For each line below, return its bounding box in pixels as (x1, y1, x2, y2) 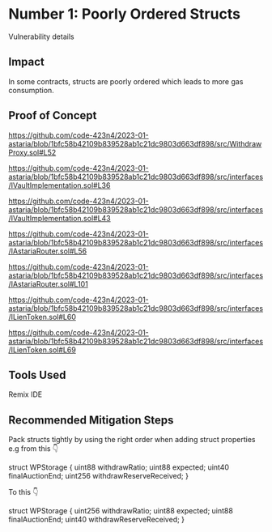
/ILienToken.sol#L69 (8, 345, 77, 355)
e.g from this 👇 (8, 444, 59, 453)
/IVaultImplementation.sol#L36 (8, 180, 111, 190)
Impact (8, 55, 45, 69)
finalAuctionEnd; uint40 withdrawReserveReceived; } (8, 515, 185, 525)
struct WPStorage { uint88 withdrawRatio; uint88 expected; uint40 (8, 462, 229, 472)
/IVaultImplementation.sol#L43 (8, 213, 111, 223)
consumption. (8, 85, 54, 95)
